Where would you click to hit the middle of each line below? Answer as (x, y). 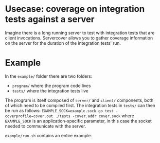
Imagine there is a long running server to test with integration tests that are (80, 33)
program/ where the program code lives (51, 86)
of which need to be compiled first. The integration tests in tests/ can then (80, 105)
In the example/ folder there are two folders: (49, 76)
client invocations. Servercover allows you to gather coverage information (79, 38)
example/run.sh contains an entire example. (49, 135)
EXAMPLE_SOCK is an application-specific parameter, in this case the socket (79, 121)
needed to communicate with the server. (45, 126)
